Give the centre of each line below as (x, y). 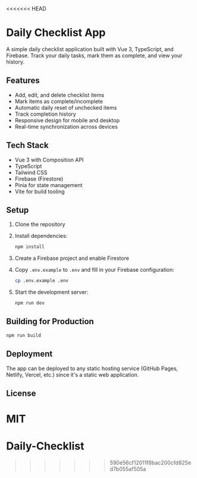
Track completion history (45, 114)
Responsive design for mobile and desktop (67, 120)
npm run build (24, 335)
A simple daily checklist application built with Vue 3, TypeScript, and (90, 49)
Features (23, 81)
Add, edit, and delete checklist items (60, 95)
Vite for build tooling (40, 191)
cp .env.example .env (41, 281)
